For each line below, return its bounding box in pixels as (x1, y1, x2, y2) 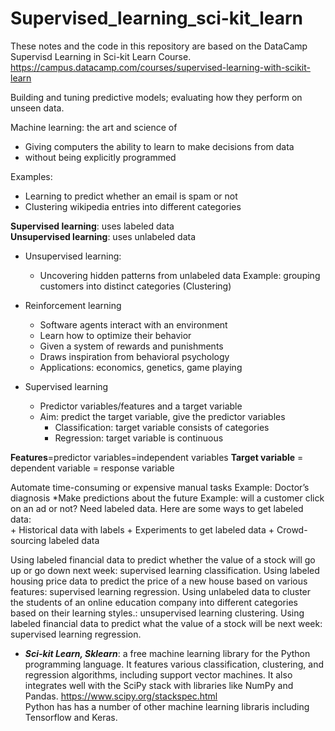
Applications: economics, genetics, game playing (39, 361, 243, 373)
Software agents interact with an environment (39, 318, 228, 331)
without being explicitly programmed (24, 151, 177, 163)
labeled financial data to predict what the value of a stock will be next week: (10, 617, 323, 629)
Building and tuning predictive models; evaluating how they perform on (10, 91, 303, 103)
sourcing (10, 534, 47, 546)
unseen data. (10, 102, 65, 114)
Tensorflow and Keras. (24, 711, 118, 723)
